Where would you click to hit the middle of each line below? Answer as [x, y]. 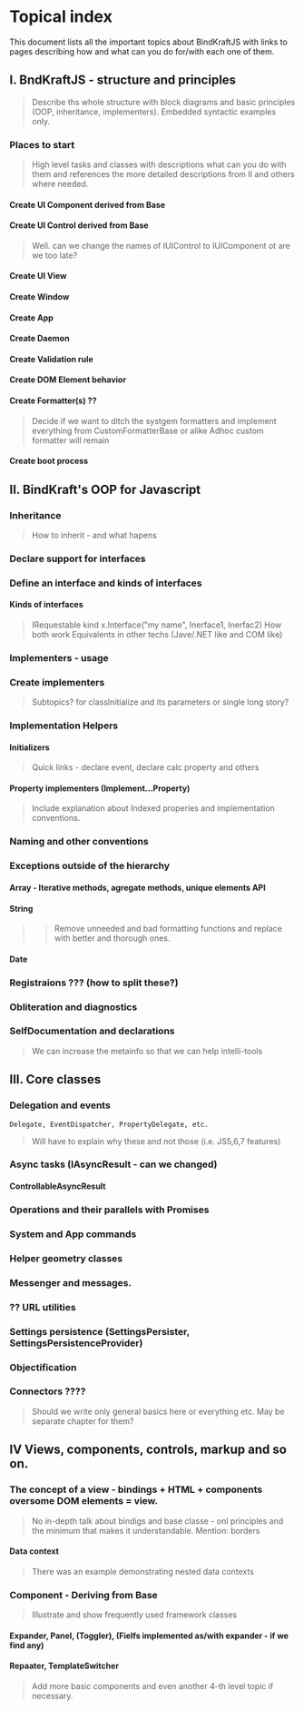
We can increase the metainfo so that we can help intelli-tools [147, 1051]
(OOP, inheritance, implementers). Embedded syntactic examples [154, 112]
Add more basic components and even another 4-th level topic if [152, 1685]
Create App [32, 317]
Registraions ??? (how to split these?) [94, 983]
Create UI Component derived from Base [88, 204]
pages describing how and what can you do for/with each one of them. [142, 51]
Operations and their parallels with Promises [109, 1210]
